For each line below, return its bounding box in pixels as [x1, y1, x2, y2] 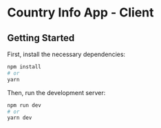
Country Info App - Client [7, 5, 154, 21]
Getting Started [7, 32, 75, 44]
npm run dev [7, 101, 41, 109]
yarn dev [7, 114, 32, 121]
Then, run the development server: [7, 88, 106, 97]
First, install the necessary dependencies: [7, 50, 126, 58]
